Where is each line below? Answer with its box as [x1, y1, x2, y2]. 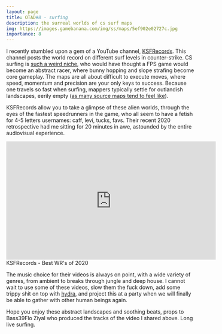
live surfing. [6, 321, 36, 328]
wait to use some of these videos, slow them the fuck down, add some [6, 284, 181, 291]
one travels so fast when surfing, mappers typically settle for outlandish [6, 86, 184, 93]
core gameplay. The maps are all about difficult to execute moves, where [6, 73, 185, 80]
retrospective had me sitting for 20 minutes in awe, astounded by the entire [6, 123, 192, 130]
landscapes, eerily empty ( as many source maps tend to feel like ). [6, 93, 169, 100]
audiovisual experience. [6, 130, 65, 137]
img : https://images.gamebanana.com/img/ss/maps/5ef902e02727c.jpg [6, 25, 178, 32]
